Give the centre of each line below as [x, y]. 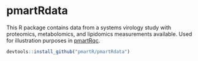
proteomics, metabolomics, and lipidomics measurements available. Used [99, 34]
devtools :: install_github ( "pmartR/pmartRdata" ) [68, 52]
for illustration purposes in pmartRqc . [53, 40]
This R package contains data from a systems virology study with [89, 27]
